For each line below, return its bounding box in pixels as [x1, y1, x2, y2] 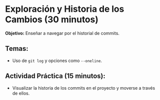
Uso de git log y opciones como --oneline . [12, 58, 102, 64]
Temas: [5, 44, 29, 53]
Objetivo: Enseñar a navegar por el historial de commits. [5, 30, 120, 36]
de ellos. [12, 90, 30, 96]
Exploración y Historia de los [5, 3, 125, 15]
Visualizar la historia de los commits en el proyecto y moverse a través [12, 85, 155, 91]
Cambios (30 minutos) [5, 14, 98, 25]
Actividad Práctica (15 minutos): [5, 72, 106, 80]
